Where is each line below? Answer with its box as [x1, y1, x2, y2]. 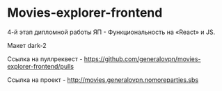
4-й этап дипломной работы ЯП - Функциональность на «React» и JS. [7, 28, 216, 36]
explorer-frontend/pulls [7, 62, 74, 70]
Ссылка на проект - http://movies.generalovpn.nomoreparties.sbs [7, 75, 199, 84]
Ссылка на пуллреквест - [7, 54, 83, 63]
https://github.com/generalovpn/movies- [84, 54, 201, 63]
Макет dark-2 [7, 41, 47, 49]
